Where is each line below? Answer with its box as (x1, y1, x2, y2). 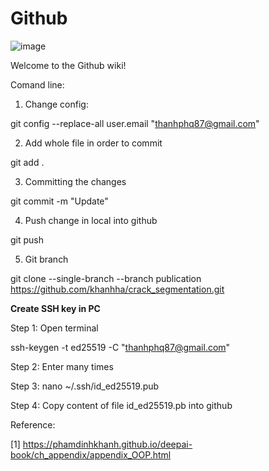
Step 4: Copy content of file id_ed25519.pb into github (10, 399, 233, 411)
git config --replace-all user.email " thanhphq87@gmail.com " (10, 117, 260, 129)
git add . (10, 156, 45, 168)
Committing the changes (24, 175, 127, 187)
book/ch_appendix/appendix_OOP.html (10, 448, 172, 461)
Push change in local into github (24, 214, 158, 226)
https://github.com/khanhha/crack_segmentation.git (10, 283, 225, 295)
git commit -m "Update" (10, 195, 109, 207)
